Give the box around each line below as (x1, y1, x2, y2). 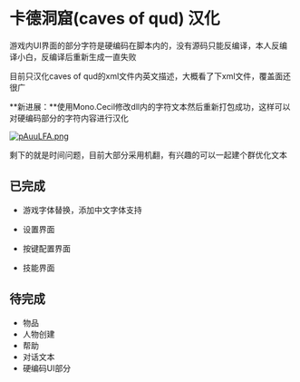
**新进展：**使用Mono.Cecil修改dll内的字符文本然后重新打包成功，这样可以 (9, 101, 291, 112)
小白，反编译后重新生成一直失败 (16, 51, 137, 62)
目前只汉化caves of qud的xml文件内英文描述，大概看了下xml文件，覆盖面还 (9, 70, 292, 82)
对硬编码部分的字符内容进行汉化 (9, 113, 129, 123)
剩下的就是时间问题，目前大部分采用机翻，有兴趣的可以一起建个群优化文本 (9, 149, 287, 160)
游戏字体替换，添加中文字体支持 (22, 204, 142, 215)
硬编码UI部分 (22, 362, 71, 373)
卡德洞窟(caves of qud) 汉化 (9, 8, 220, 29)
